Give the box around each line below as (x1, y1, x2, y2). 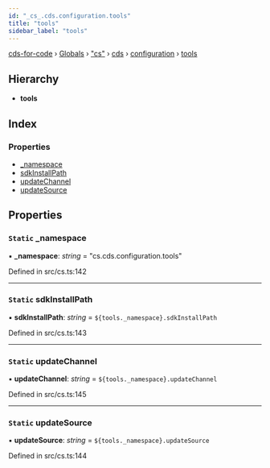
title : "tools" (8, 19, 59, 27)
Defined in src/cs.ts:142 (8, 267, 87, 276)
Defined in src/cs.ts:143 (8, 328, 87, 338)
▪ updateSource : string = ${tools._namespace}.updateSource (8, 436, 210, 445)
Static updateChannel (8, 355, 98, 367)
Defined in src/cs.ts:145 (8, 390, 87, 400)
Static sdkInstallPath (8, 294, 93, 305)
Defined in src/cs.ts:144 (8, 451, 87, 461)
